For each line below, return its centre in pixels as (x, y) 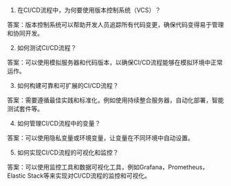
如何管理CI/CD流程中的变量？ (59, 123)
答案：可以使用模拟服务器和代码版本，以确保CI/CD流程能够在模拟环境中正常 (115, 62)
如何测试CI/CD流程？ (47, 48)
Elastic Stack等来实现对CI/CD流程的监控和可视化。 (79, 176)
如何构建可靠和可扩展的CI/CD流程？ (68, 85)
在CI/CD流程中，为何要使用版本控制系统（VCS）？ (89, 10)
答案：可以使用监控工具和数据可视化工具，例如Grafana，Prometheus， (108, 167)
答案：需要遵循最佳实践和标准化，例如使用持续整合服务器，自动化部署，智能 (115, 100)
